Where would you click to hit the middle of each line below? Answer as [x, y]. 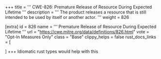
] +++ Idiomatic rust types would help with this [52, 51]
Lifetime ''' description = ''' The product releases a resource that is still [76, 12]
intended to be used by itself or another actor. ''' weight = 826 [67, 17]
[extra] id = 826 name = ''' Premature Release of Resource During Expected [81, 27]
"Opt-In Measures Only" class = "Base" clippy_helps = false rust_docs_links [80, 37]
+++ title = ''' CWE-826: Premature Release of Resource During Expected [79, 7]
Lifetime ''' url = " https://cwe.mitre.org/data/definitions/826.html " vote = [77, 32]
